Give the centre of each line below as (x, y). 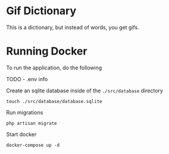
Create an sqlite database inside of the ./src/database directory (85, 91)
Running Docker (47, 51)
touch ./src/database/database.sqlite (54, 101)
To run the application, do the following (54, 68)
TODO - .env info (27, 79)
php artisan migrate (32, 123)
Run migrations (25, 112)
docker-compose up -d (33, 145)
